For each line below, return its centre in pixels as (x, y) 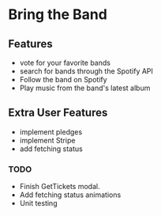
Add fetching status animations (70, 195)
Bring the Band (58, 15)
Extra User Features (58, 113)
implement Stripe (47, 140)
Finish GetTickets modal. (60, 187)
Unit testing (38, 203)
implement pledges (51, 131)
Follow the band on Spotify (64, 80)
